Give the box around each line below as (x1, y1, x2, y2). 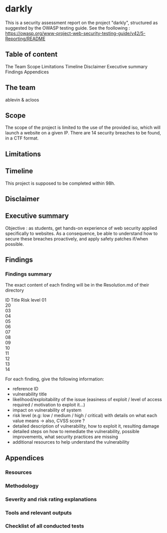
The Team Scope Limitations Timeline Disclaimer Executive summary (5, 63, 148, 69)
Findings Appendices (5, 69, 49, 75)
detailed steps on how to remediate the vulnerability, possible (12, 429, 139, 435)
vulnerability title (12, 391, 47, 397)
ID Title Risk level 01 (5, 297, 47, 303)
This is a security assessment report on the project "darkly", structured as (5, 20, 158, 26)
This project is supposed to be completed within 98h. (5, 180, 115, 186)
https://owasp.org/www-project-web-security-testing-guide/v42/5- (5, 30, 146, 36)
